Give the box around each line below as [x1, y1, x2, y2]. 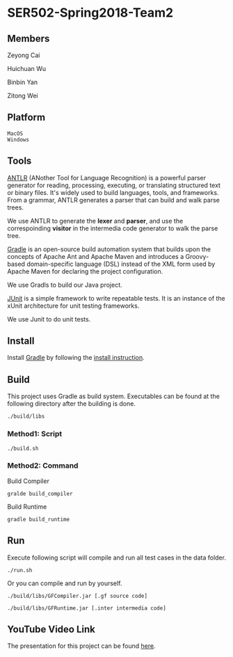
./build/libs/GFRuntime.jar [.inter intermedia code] [7, 604, 167, 612]
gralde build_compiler [7, 490, 73, 497]
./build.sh [7, 445, 39, 452]
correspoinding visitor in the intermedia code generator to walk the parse [7, 224, 218, 232]
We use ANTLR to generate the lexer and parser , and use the [7, 216, 184, 225]
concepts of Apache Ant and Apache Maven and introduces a [7, 252, 184, 260]
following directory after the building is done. [7, 399, 136, 408]
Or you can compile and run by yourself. [7, 579, 122, 587]
